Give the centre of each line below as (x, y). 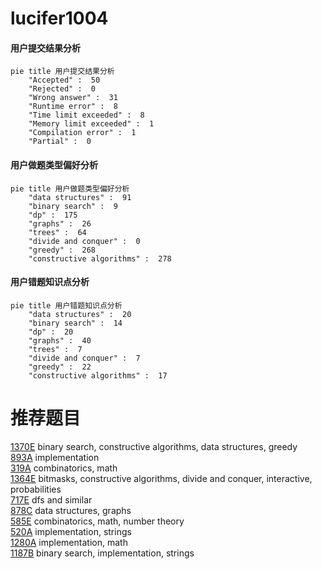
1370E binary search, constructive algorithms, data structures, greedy (154, 446)
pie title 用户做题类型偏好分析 (70, 188)
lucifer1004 (59, 18)
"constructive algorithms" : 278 (100, 258)
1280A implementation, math (69, 542)
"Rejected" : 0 (62, 89)
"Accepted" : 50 (64, 80)
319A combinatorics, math (64, 468)
